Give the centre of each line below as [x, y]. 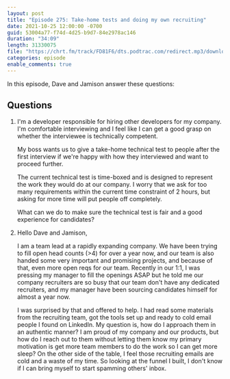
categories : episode [37, 58]
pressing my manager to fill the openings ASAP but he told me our [110, 275]
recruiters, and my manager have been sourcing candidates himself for [117, 290]
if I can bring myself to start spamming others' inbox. [91, 368]
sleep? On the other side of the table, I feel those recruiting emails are [115, 354]
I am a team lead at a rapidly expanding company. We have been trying [117, 246]
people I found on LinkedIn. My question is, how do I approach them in [116, 325]
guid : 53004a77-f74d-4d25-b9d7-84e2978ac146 [72, 32]
